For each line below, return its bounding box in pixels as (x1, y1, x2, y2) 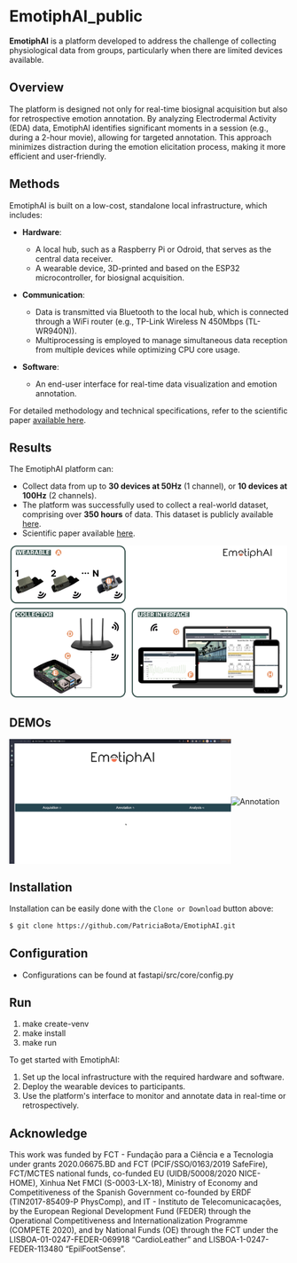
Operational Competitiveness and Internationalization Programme (9, 1215, 248, 1226)
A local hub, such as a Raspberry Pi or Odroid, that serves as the (35, 244, 272, 255)
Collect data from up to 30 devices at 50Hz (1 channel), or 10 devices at (21, 481, 288, 491)
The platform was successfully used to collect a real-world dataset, (21, 499, 269, 511)
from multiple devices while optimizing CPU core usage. (35, 344, 241, 355)
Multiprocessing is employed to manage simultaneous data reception (35, 334, 288, 345)
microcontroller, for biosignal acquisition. (35, 272, 184, 283)
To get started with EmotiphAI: (9, 1055, 121, 1065)
